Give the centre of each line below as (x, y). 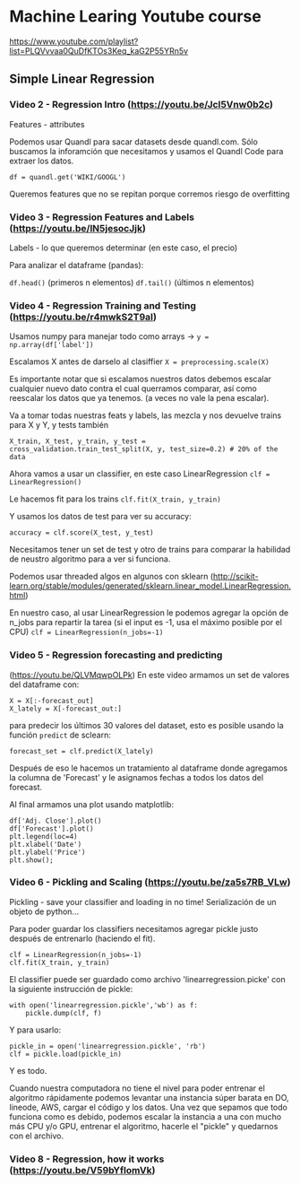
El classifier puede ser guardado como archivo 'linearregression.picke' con (147, 979)
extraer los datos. (42, 161)
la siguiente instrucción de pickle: (71, 989)
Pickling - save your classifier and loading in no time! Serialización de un (143, 902)
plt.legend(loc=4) (43, 836)
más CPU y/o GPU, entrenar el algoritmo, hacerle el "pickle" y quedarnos (144, 1126)
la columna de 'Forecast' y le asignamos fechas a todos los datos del (137, 777)
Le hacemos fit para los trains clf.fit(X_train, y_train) (115, 499)
